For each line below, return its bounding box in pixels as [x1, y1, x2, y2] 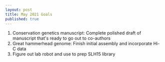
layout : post [5, 7, 32, 12]
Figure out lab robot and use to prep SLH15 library [12, 51, 115, 57]
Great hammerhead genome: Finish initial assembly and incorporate [12, 41, 152, 47]
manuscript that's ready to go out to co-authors [12, 35, 111, 41]
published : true [5, 16, 39, 21]
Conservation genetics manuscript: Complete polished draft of [12, 30, 141, 36]
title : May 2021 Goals [5, 12, 52, 17]
